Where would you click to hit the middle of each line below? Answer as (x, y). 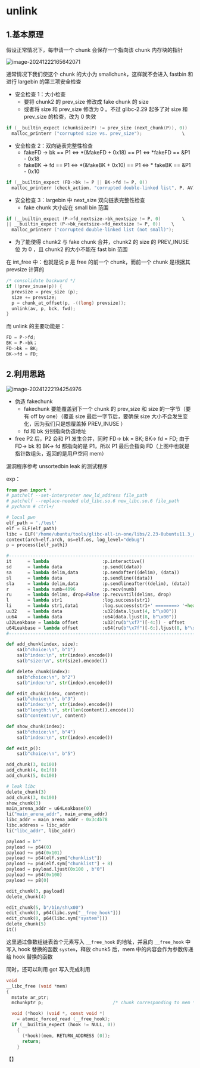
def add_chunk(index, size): (42, 644)
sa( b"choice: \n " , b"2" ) (46, 677)
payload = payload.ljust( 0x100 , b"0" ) (56, 869)
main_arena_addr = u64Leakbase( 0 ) (49, 809)
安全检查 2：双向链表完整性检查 (54, 146)
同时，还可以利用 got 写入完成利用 (48, 969)
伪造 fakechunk (34, 401)
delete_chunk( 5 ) (26, 924)
